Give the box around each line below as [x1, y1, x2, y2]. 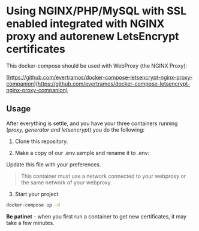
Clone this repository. [14, 138, 68, 145]
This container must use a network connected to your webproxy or [20, 172, 186, 180]
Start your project [14, 190, 59, 197]
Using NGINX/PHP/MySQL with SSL [6, 4, 187, 18]
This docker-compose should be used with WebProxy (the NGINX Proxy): [6, 62, 188, 69]
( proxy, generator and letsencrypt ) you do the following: [6, 126, 145, 133]
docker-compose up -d [6, 202, 61, 208]
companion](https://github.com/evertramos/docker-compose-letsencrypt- [6, 80, 191, 87]
